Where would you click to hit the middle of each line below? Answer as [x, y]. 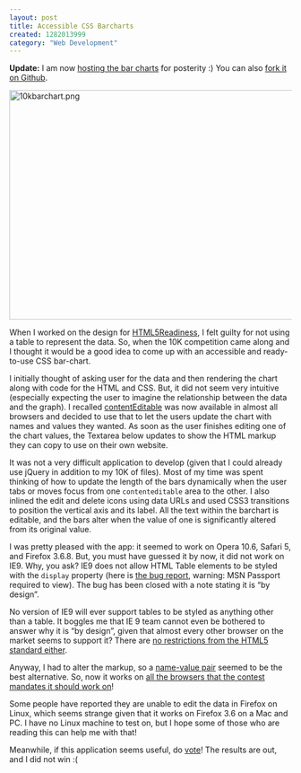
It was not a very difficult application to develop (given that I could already [146, 462]
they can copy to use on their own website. [89, 445]
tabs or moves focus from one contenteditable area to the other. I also [140, 491]
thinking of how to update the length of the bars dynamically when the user [148, 482]
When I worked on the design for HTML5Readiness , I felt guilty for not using [150, 332]
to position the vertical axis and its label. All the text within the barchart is [144, 510]
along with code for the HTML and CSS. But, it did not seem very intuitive [144, 388]
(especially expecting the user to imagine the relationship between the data [148, 398]
